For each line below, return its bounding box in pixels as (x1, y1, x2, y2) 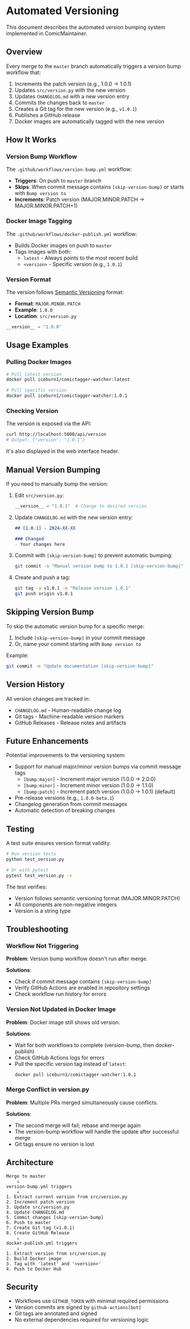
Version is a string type (14, 907, 71, 914)
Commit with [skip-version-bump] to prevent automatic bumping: (14, 552, 173, 559)
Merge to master (6, 1173, 46, 1179)
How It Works (6, 135, 57, 145)
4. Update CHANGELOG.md (6, 1209, 65, 1215)
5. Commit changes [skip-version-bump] (6, 1214, 104, 1220)
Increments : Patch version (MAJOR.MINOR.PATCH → (14, 196, 145, 203)
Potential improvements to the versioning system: (6, 752, 126, 759)
